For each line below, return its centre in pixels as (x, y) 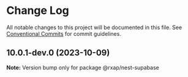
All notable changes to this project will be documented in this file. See (94, 27)
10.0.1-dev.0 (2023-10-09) (58, 53)
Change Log (38, 11)
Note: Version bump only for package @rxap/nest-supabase (83, 67)
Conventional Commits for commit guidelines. (64, 33)
